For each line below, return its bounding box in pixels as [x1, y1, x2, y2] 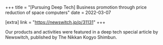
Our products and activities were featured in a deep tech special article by [5, 29, 158, 34]
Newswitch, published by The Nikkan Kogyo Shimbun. [5, 34, 117, 40]
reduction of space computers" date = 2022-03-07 [5, 9, 111, 15]
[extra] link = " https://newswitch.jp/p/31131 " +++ [5, 19, 106, 25]
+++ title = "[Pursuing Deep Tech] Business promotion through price [5, 4, 147, 10]
